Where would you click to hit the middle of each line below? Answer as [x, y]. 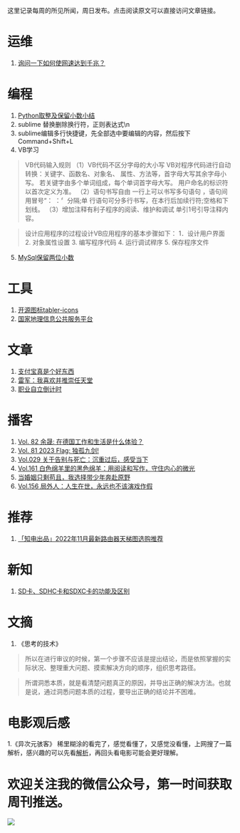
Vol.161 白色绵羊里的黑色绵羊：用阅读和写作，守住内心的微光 [106, 468]
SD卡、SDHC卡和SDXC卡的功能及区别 [74, 591]
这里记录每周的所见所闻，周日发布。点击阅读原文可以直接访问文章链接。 [113, 10]
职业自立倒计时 [40, 389]
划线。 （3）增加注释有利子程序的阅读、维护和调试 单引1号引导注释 [124, 209]
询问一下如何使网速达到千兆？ [61, 63]
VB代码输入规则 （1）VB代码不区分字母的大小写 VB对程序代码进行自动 [128, 164]
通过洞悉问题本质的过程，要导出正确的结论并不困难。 [122, 691]
